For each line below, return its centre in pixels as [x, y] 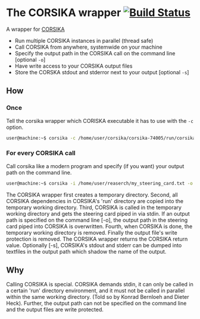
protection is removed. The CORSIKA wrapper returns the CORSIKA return [97, 239]
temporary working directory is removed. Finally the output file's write [92, 232]
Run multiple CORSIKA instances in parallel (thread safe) [84, 40]
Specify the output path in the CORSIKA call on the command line [95, 53]
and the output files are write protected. [55, 309]
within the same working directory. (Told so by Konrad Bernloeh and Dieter [98, 297]
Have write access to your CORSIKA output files [74, 66]
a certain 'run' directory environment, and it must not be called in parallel [96, 290]
